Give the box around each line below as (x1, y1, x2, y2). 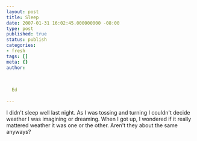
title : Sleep (6, 14, 39, 20)
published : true (6, 31, 47, 37)
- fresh (6, 48, 26, 54)
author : (6, 64, 26, 71)
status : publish (6, 37, 47, 43)
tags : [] (6, 53, 28, 59)
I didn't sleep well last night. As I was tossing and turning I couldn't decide (6, 109, 190, 116)
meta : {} (6, 59, 28, 65)
